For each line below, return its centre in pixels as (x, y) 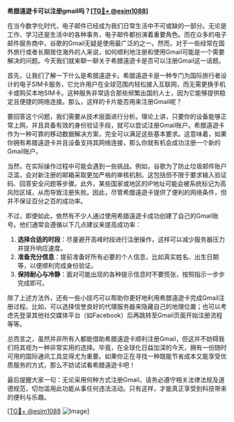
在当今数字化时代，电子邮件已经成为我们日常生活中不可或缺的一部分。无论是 (117, 26)
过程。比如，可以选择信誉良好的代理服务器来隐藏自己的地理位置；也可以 (117, 307)
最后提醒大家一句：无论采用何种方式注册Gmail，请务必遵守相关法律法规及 (113, 380)
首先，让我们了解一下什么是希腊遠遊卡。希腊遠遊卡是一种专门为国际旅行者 (114, 75)
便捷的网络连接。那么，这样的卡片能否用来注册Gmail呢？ (101, 101)
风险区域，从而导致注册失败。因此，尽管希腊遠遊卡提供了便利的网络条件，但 (117, 192)
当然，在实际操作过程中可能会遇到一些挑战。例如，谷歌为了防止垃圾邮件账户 (117, 166)
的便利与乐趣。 (29, 397)
